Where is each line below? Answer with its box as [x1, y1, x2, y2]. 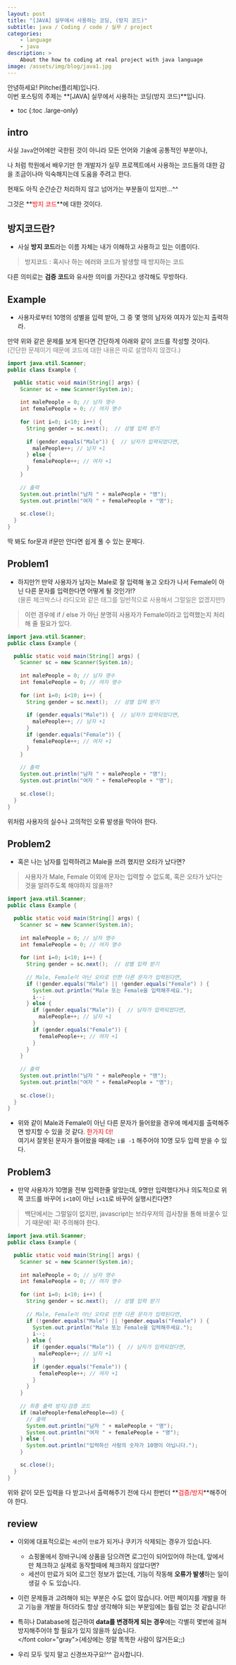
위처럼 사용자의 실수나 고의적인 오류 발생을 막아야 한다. [7, 817, 158, 826]
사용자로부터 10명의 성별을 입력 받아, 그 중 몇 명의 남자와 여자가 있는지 [17, 313, 210, 322]
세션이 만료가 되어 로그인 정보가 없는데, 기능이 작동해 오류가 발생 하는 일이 [27, 1570, 229, 1578]
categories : [7, 30, 42, 37]
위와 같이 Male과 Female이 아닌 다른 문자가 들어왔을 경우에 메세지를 [17, 1119, 205, 1127]
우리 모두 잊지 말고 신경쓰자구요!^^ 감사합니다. [17, 1650, 144, 1659]
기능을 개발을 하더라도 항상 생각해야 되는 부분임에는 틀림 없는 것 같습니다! [25, 1603, 227, 1611]
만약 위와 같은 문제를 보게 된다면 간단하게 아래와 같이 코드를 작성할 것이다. [7, 337, 210, 346]
